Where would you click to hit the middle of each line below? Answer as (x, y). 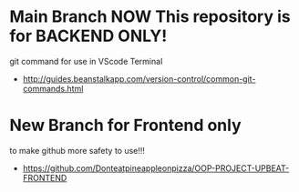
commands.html (53, 88)
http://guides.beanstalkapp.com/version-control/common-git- (139, 78)
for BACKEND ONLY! (88, 36)
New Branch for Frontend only (125, 126)
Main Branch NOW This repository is (150, 17)
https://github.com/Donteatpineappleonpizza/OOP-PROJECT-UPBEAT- (156, 168)
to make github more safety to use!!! (77, 150)
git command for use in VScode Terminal (86, 61)
